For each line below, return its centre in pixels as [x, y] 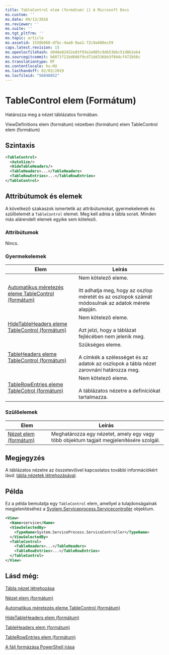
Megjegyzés [25, 458]
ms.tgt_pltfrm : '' [24, 33]
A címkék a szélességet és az [113, 357]
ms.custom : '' [20, 15]
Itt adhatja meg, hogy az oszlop [116, 291]
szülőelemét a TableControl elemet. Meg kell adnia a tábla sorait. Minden [81, 214]
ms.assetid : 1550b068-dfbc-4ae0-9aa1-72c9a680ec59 [59, 43]
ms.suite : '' [19, 29]
